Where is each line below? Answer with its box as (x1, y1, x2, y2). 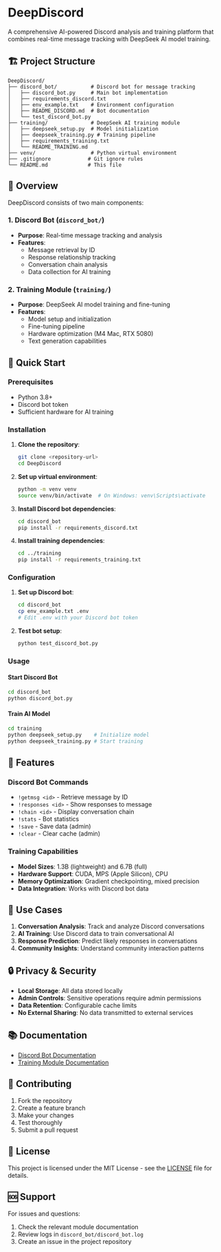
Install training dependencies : (17, 537, 105, 545)
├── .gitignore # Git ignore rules (8, 155, 143, 162)
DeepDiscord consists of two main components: (8, 198, 144, 207)
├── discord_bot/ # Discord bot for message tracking (8, 83, 196, 90)
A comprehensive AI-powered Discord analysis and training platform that (8, 27, 214, 36)
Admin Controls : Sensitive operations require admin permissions (17, 994, 202, 1003)
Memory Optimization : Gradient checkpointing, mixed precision (17, 877, 200, 885)
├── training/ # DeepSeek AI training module (8, 119, 181, 126)
